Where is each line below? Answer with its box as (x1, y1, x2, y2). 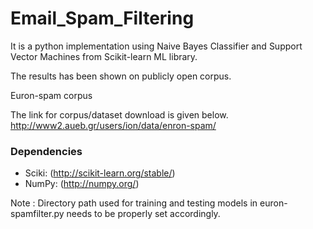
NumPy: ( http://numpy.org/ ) (24, 178, 140, 190)
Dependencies (10, 144, 83, 158)
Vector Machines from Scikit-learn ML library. (10, 50, 198, 62)
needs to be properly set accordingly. (66, 208, 221, 220)
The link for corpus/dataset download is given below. (10, 108, 229, 121)
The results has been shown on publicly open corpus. (10, 70, 232, 82)
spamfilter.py (10, 208, 65, 220)
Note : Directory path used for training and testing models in (10, 197, 258, 209)
